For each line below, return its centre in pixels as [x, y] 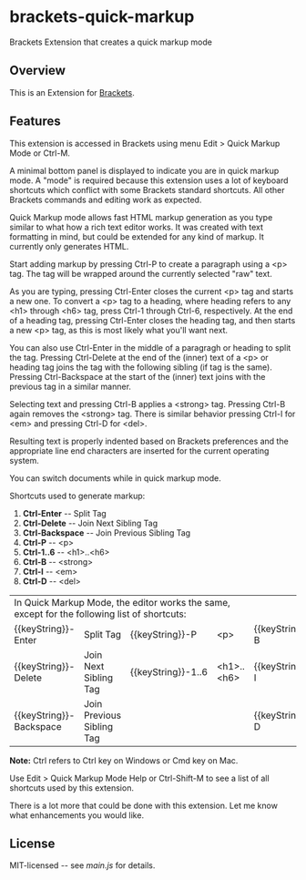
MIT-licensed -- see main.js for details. [82, 865]
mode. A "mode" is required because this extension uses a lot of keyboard [149, 180]
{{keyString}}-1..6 [168, 671]
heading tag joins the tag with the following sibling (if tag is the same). [141, 367]
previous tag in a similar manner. [71, 386]
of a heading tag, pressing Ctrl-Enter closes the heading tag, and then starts [153, 320]
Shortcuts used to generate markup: [77, 496]
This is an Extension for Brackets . [72, 92]
